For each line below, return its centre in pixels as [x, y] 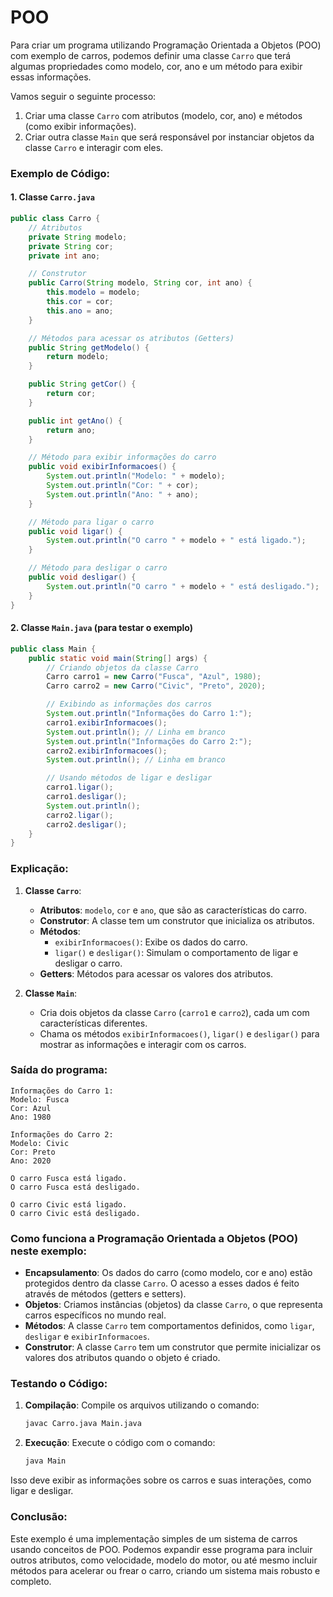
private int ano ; [64, 256]
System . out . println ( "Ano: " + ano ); [122, 494]
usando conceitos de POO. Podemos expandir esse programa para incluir [161, 1549]
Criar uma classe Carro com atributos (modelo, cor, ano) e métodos [163, 115]
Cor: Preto [33, 1152]
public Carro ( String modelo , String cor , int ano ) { [140, 283]
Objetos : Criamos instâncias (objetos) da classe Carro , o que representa [173, 1305]
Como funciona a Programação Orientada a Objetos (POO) [154, 1238]
